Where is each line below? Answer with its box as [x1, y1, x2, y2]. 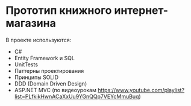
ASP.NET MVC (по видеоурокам [14, 86, 97, 93]
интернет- [113, 4, 169, 17]
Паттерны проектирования [14, 67, 84, 74]
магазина [5, 16, 57, 30]
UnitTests [14, 61, 39, 68]
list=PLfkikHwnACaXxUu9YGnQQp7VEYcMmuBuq [14, 93, 139, 100]
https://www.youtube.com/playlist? [98, 86, 185, 93]
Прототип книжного [5, 4, 112, 17]
